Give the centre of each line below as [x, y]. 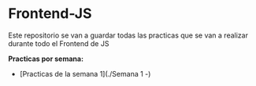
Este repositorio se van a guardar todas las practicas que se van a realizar [128, 35]
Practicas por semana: [46, 59]
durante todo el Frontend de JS [59, 43]
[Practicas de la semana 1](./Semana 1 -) [85, 73]
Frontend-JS [50, 14]
